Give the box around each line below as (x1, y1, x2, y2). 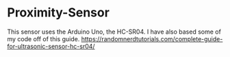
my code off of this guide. (7, 34, 80, 43)
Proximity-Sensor (7, 5, 110, 21)
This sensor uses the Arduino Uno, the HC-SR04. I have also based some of (7, 27, 221, 36)
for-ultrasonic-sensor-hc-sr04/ (7, 42, 95, 50)
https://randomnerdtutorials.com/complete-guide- (81, 34, 223, 43)
